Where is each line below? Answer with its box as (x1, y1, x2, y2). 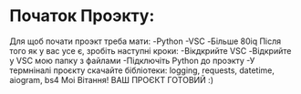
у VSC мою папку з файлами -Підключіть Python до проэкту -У (9, 55, 255, 66)
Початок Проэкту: (9, 5, 155, 26)
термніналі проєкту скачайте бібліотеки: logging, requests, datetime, (9, 65, 275, 76)
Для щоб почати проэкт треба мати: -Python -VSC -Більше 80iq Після (9, 36, 282, 47)
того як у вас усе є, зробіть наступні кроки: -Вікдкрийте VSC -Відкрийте (9, 45, 292, 56)
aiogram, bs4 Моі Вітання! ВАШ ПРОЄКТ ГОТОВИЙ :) (9, 74, 214, 85)
